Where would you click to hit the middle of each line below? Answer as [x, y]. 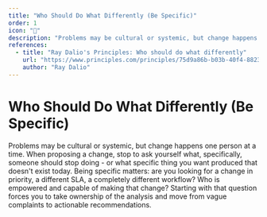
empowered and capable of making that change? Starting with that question [133, 188]
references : [28, 45]
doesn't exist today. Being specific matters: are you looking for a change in [131, 171]
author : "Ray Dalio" [56, 68]
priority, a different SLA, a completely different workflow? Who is [114, 179]
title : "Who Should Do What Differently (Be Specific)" [103, 15]
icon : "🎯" [25, 30]
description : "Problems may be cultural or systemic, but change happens [133, 38]
